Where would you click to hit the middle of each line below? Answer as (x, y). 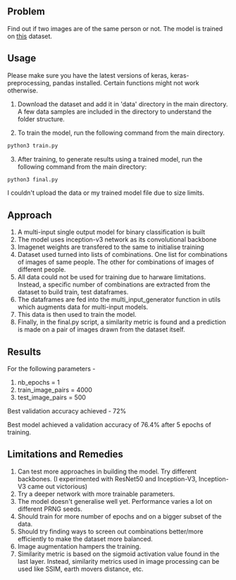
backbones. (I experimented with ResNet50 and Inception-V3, (107, 478)
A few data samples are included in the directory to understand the (114, 111)
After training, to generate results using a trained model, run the (110, 159)
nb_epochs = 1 (38, 382)
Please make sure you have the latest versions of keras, (88, 75)
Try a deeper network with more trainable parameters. (96, 494)
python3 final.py (33, 179)
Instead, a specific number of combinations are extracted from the (114, 284)
